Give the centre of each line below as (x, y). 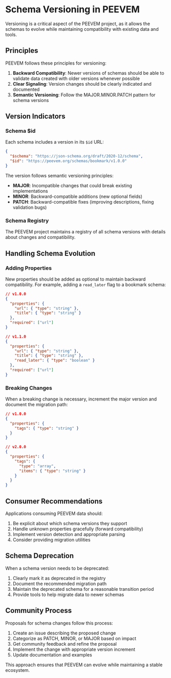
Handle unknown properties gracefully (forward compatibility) (78, 529)
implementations (30, 191)
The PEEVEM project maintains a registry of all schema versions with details (85, 232)
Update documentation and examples (52, 654)
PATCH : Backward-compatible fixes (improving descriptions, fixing (83, 202)
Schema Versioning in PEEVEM (72, 9)
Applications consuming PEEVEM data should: (54, 513)
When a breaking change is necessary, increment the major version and (81, 399)
